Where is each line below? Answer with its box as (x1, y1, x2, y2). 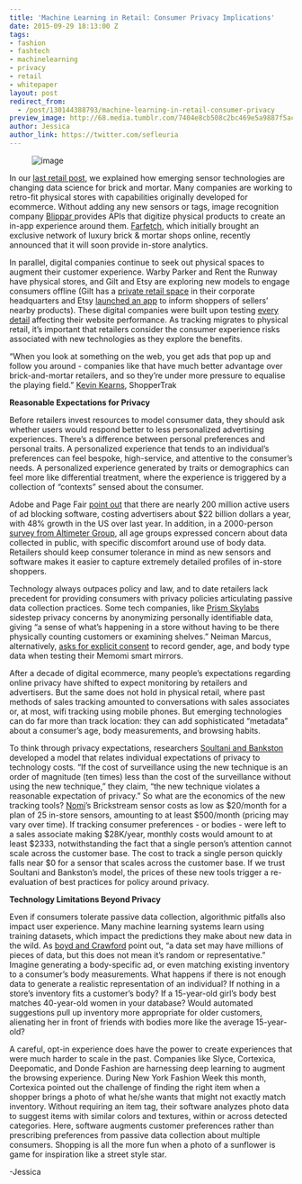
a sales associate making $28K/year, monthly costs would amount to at (9, 828, 273, 839)
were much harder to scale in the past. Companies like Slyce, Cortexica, (9, 1053, 276, 1063)
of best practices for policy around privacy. (49, 876, 209, 887)
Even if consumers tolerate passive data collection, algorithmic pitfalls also (9, 911, 286, 922)
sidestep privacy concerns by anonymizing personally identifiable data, (9, 611, 274, 622)
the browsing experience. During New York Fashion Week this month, (9, 1072, 267, 1083)
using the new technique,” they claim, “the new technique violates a (9, 781, 261, 791)
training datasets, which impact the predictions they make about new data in (9, 930, 292, 941)
